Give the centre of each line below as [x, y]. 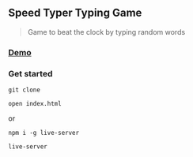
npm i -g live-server [44, 133]
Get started [30, 73]
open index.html [35, 104]
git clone [25, 90]
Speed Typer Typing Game [75, 13]
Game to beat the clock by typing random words [106, 32]
